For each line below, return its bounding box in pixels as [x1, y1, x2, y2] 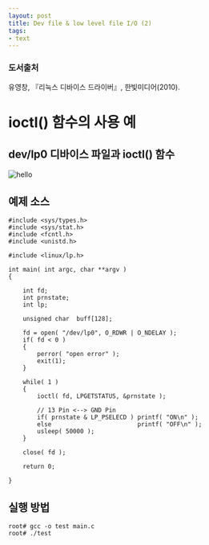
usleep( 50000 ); [37, 428, 94, 436]
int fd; [22, 287, 48, 295]
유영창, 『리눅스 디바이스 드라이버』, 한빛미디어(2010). [8, 82, 180, 92]
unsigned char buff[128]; [22, 315, 113, 323]
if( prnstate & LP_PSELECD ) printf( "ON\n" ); [37, 413, 199, 422]
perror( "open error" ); [37, 350, 120, 359]
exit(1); [37, 357, 66, 366]
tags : [8, 27, 26, 35]
